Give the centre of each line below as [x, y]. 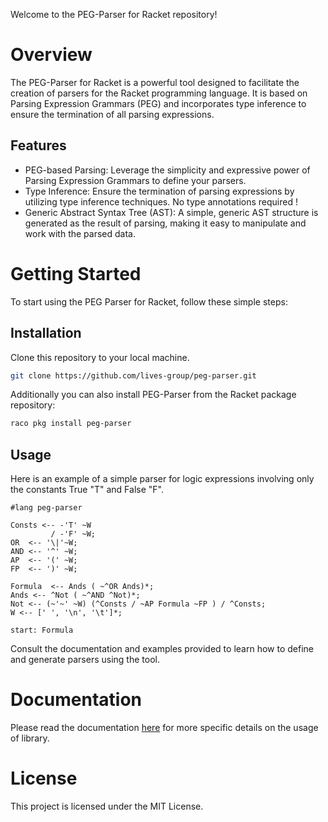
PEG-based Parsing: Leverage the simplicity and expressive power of [167, 170]
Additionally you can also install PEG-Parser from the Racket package [153, 395]
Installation [46, 333]
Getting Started [76, 273]
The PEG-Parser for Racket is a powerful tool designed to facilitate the [155, 82]
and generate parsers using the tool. [85, 660]
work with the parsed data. [80, 233]
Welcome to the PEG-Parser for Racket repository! [114, 14]
